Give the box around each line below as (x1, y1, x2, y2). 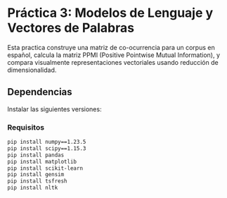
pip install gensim (7, 171, 65, 178)
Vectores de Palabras (7, 20, 135, 36)
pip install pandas (7, 151, 65, 159)
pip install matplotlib (7, 158, 77, 165)
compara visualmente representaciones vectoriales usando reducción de (7, 58, 219, 66)
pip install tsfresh (7, 178, 68, 185)
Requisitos (7, 122, 44, 132)
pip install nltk (7, 185, 58, 192)
